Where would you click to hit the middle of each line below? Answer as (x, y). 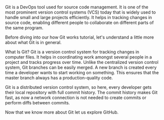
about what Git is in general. (34, 42)
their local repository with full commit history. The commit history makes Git (81, 92)
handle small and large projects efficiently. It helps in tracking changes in (79, 17)
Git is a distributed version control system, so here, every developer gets (78, 87)
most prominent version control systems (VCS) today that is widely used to (81, 12)
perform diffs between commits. (37, 103)
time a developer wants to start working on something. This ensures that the (82, 72)
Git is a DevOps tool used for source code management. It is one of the (77, 7)
